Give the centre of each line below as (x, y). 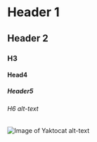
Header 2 (28, 38)
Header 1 (33, 12)
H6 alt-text (23, 109)
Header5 (20, 91)
